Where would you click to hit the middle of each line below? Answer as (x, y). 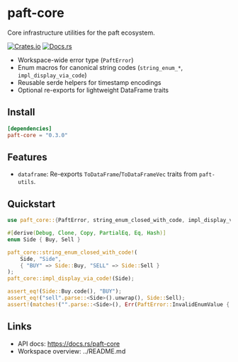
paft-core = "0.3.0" (38, 135)
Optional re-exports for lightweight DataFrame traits (93, 90)
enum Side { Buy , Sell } (44, 239)
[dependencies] (30, 129)
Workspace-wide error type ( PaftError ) (75, 60)
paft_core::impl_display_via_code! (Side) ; (71, 279)
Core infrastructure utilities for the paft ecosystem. (81, 33)
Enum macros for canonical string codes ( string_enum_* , (100, 67)
